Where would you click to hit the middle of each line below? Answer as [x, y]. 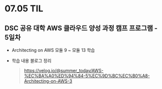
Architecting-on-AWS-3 [48, 81]
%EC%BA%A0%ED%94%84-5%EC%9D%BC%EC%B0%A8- [87, 76]
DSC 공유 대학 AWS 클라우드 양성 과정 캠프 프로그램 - [81, 28]
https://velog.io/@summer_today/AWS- [64, 70]
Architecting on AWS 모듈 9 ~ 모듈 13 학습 [53, 50]
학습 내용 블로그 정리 [32, 61]
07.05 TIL [24, 9]
